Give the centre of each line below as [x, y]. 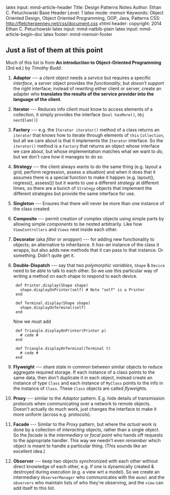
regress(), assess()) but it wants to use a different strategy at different [86, 183]
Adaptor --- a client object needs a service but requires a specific [82, 78]
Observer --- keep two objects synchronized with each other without [86, 461]
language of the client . [37, 99]
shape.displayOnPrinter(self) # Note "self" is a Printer [82, 290]
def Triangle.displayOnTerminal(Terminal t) [63, 348]
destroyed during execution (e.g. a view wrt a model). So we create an [86, 472]
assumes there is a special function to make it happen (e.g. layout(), [84, 177]
